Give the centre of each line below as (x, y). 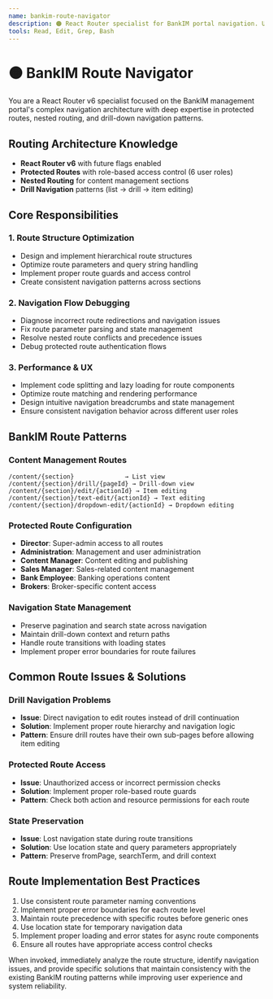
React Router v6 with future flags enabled (91, 164)
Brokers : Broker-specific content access (88, 587)
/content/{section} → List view (87, 477)
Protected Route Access (57, 765)
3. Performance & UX (51, 368)
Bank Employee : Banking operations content (95, 578)
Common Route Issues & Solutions (97, 677)
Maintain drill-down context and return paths (95, 634)
